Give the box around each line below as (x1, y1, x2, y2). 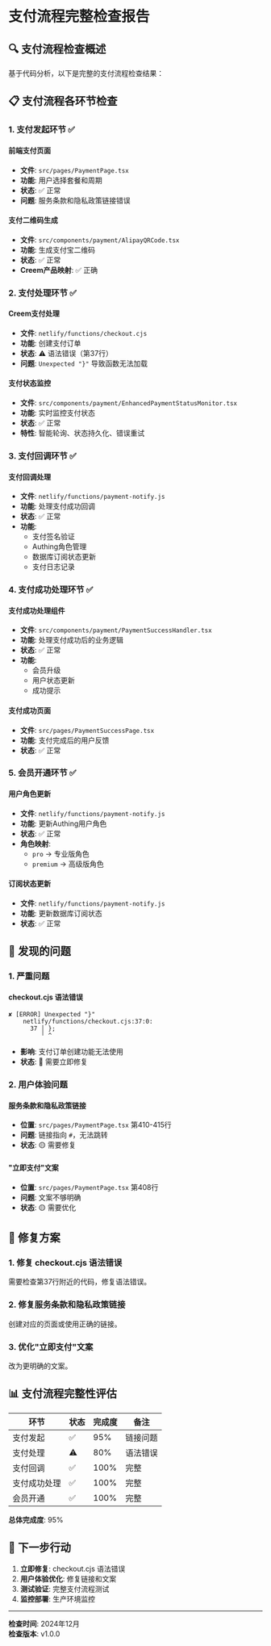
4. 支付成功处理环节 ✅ (8, 584, 94, 596)
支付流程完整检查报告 (8, 7, 151, 26)
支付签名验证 (31, 532, 75, 542)
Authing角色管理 (31, 542, 87, 551)
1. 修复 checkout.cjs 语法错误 (8, 1257, 123, 1268)
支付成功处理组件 (8, 605, 65, 615)
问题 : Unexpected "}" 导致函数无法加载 (19, 358, 148, 368)
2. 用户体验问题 (8, 1079, 69, 1091)
